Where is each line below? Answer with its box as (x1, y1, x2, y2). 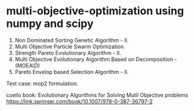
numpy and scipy (6, 17, 94, 30)
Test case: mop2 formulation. (6, 79, 79, 87)
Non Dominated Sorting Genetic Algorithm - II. (14, 36, 129, 44)
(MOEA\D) (14, 61, 40, 69)
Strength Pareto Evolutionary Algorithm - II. (14, 49, 122, 56)
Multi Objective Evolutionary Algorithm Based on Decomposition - (14, 55, 177, 63)
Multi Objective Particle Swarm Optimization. (14, 43, 126, 50)
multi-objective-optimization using (6, 4, 184, 18)
